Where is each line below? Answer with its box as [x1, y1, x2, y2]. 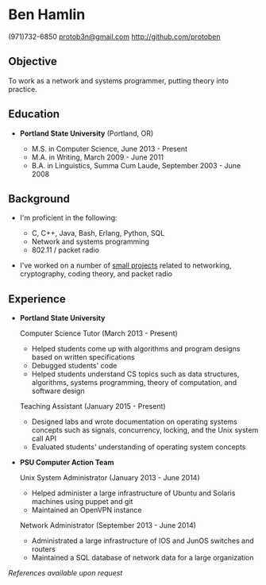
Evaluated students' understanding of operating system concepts [31, 442, 246, 452]
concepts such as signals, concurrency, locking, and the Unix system [31, 425, 259, 435]
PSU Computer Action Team [19, 458, 114, 468]
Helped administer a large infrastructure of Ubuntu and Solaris [31, 488, 236, 498]
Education [8, 107, 60, 121]
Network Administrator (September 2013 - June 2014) [19, 521, 197, 530]
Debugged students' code [31, 361, 118, 371]
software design [31, 387, 85, 396]
